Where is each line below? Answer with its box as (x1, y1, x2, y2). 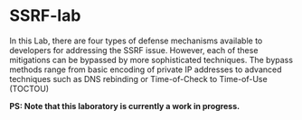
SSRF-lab (9, 5, 81, 26)
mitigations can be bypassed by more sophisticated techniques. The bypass (9, 54, 294, 65)
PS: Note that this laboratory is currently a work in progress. (9, 100, 241, 111)
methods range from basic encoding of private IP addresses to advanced (9, 64, 282, 75)
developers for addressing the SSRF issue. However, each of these (9, 44, 259, 55)
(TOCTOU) (9, 83, 50, 94)
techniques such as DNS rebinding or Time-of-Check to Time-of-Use (9, 73, 269, 84)
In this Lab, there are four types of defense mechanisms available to (9, 35, 263, 46)
